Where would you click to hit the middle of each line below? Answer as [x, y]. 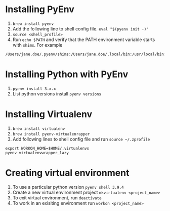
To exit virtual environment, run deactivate [57, 198]
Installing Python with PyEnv [67, 74]
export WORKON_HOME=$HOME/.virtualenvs [47, 148]
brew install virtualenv [39, 129]
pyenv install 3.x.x [34, 89]
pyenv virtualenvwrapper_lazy [37, 153]
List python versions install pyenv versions [57, 94]
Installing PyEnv [40, 9]
